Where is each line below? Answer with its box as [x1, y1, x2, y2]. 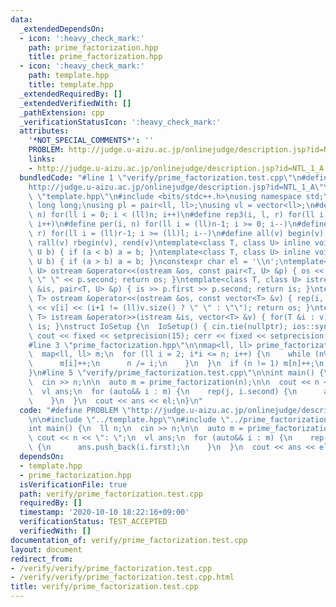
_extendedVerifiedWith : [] [19, 98, 132, 108]
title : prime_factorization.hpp [28, 52, 163, 62]
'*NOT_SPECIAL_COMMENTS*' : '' [28, 136, 155, 146]
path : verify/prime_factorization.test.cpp [19, 489, 203, 499]
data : [10, 14, 33, 25]
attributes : [19, 126, 70, 136]
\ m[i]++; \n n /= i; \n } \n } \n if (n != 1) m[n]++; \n [28, 359, 325, 369]
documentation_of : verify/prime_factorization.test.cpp [10, 535, 248, 545]
